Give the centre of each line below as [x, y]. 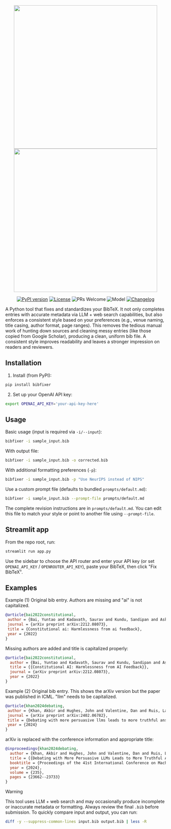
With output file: [22, 451]
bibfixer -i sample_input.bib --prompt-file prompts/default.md [75, 499]
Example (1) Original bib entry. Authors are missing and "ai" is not [74, 600]
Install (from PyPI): [32, 375]
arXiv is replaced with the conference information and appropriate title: [80, 739]
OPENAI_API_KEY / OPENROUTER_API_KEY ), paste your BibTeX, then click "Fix [81, 566]
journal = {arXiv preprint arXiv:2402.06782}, [58, 715]
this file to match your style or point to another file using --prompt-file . [80, 513]
